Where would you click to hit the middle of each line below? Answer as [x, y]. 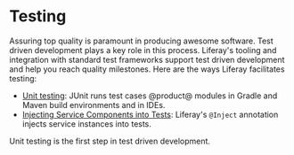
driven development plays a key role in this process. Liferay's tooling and [143, 50]
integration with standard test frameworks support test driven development [147, 59]
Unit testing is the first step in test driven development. [110, 141]
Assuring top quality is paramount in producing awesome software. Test [141, 41]
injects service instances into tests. [86, 124]
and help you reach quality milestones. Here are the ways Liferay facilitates [147, 69]
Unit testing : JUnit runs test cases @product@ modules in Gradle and [150, 96]
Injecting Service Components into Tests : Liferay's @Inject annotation [150, 114]
